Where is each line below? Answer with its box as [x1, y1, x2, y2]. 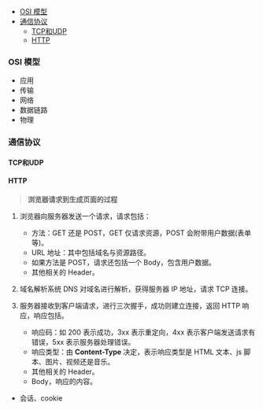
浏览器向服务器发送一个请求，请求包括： [19, 212, 151, 221]
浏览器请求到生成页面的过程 [27, 195, 118, 205]
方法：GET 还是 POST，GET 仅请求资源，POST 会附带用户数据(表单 [31, 228, 252, 238]
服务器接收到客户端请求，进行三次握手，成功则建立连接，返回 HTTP [19, 301, 241, 311]
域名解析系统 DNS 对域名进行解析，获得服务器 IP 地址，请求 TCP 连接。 [19, 284, 253, 294]
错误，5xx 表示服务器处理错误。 [31, 338, 135, 347]
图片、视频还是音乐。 [45, 357, 115, 367]
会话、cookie [19, 393, 63, 403]
